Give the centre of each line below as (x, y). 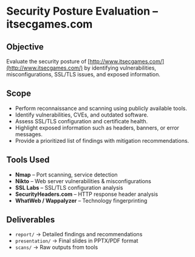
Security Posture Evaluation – (82, 11)
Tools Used (28, 160)
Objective (25, 47)
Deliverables (31, 220)
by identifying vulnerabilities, (120, 68)
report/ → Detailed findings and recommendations (79, 234)
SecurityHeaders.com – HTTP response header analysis (87, 194)
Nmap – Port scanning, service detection (66, 175)
